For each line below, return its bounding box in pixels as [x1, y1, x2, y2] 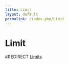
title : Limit [5, 7, 32, 12]
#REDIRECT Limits [5, 54, 42, 60]
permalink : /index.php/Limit [5, 16, 65, 21]
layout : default [5, 12, 38, 17]
